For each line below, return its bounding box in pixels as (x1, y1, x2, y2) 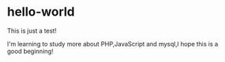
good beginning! (7, 47, 54, 55)
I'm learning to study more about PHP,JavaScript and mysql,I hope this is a (7, 40, 218, 48)
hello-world (7, 4, 75, 20)
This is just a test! (7, 27, 57, 35)
